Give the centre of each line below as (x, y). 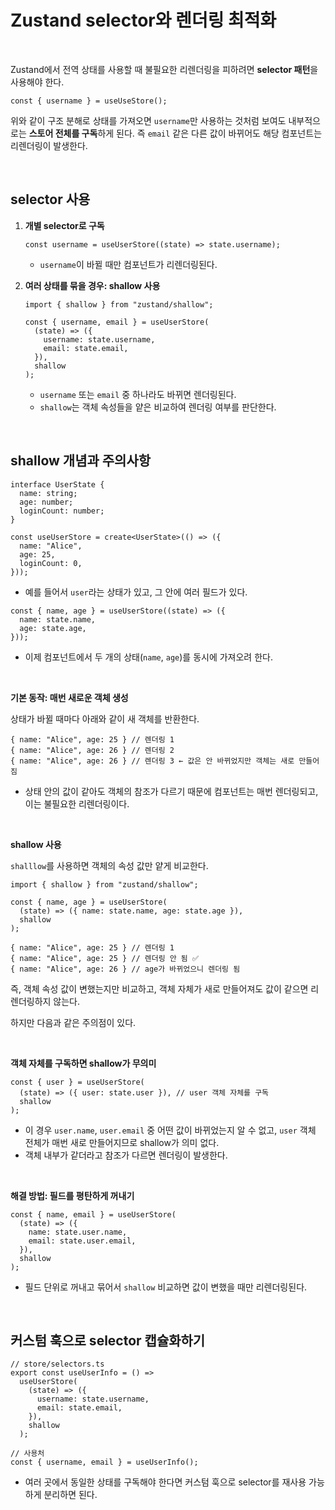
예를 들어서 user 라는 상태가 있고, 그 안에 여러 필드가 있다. (136, 592)
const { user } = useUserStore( (77, 1082)
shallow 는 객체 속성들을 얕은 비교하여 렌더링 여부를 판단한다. (158, 407)
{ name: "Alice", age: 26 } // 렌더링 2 (92, 750)
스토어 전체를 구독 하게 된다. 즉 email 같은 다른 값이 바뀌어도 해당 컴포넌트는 (175, 133)
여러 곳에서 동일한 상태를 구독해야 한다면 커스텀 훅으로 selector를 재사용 (165, 1482)
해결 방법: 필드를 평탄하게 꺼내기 (72, 1195)
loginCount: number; (62, 511)
